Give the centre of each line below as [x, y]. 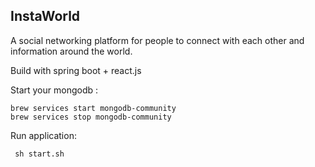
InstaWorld [45, 16]
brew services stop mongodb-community [91, 117]
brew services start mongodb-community [93, 108]
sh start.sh [39, 154]
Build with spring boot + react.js [76, 70]
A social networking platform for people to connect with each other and [157, 40]
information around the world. [71, 51]
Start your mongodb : [54, 90]
